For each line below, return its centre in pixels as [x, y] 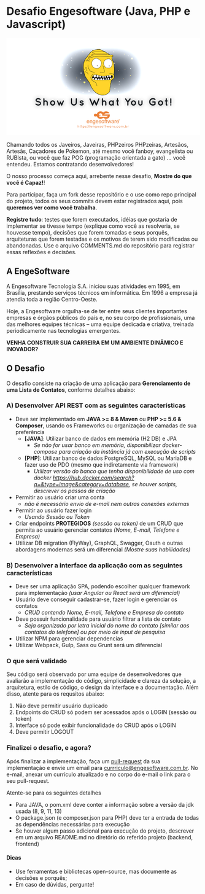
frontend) [27, 844]
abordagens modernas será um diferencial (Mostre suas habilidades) [103, 549]
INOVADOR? [22, 349]
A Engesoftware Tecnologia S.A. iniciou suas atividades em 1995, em [93, 286]
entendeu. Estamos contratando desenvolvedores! [70, 164]
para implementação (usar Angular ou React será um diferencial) [98, 593]
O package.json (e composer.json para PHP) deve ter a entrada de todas [107, 817]
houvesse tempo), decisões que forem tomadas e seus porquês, [88, 232]
